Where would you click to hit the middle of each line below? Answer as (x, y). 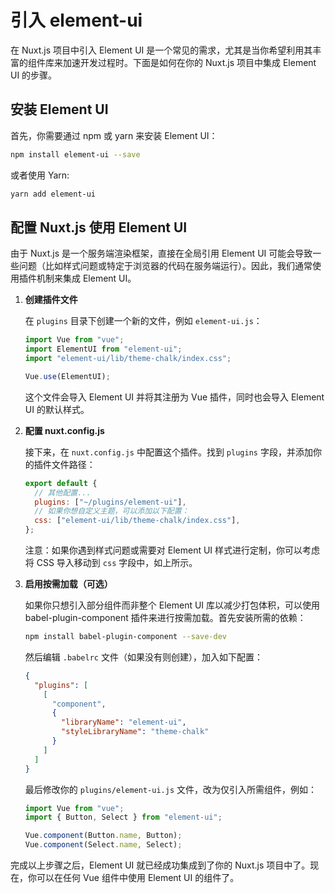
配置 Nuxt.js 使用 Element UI (99, 227)
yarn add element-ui (53, 194)
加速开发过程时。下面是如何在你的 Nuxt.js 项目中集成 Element (189, 62)
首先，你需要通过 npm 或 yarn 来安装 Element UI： (114, 135)
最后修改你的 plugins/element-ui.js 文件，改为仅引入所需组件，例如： (171, 789)
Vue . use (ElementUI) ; (67, 376)
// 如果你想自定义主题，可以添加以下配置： (112, 511)
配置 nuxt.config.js (64, 430)
